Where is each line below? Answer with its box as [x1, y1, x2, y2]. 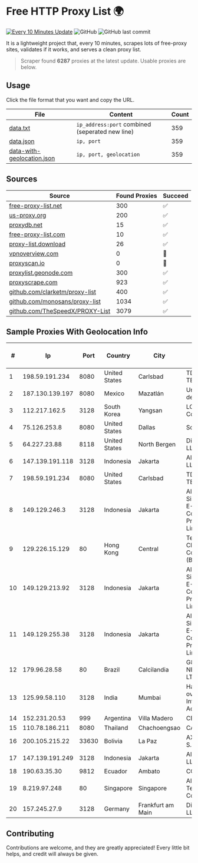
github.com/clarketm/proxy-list [9, 287, 96, 296]
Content [109, 110, 133, 118]
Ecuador [104, 767, 128, 775]
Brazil [104, 666, 120, 674]
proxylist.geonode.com [9, 269, 73, 277]
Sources [6, 174, 38, 184]
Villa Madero [138, 714, 173, 722]
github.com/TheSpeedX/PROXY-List [9, 307, 111, 315]
